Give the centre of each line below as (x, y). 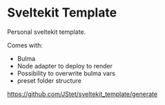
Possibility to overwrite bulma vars (66, 73)
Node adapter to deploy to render (65, 66)
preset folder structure (49, 80)
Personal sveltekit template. (47, 32)
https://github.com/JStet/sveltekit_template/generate (82, 94)
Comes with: (25, 45)
